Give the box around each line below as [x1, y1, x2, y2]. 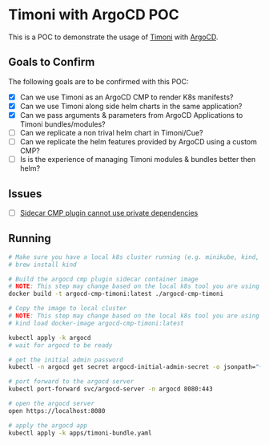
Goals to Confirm [8, 55, 95, 69]
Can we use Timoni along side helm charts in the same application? [19, 101, 243, 111]
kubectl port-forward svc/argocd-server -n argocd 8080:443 [8, 385, 214, 394]
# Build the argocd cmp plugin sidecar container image [8, 275, 199, 283]
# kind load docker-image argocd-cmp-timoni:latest [8, 319, 184, 327]
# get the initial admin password [8, 355, 124, 364]
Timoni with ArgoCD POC [8, 6, 179, 24]
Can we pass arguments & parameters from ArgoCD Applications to [19, 110, 243, 119]
